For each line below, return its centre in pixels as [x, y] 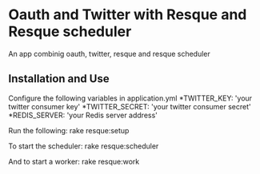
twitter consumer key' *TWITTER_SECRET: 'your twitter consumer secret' [130, 106]
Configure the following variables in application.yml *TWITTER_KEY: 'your [130, 98]
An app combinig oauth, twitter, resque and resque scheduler [109, 53]
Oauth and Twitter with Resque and [128, 15]
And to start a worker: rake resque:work [74, 161]
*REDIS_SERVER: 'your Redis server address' [83, 115]
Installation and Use [59, 79]
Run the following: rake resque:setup [69, 130]
